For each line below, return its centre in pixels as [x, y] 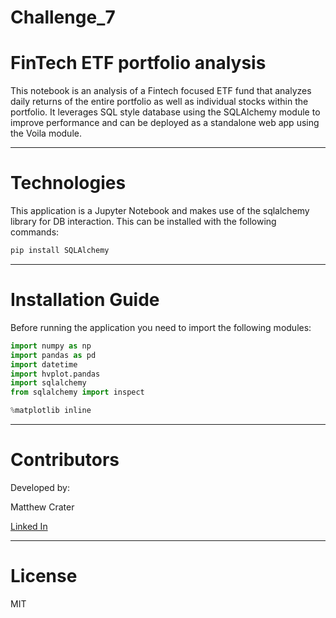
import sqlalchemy [48, 383]
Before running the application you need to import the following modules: [161, 327]
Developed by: [40, 487]
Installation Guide [85, 300]
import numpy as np [51, 346]
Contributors [65, 460]
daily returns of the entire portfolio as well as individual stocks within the [159, 102]
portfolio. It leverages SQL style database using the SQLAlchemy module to [165, 112]
